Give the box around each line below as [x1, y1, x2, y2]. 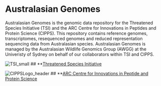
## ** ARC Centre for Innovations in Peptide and [50, 70, 149, 76]
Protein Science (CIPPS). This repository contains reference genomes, [5, 30, 148, 36]
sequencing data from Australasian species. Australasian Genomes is [5, 41, 146, 46]
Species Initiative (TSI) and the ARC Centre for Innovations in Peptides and [5, 25, 157, 31]
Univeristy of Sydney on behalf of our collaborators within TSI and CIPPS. [5, 51, 154, 57]
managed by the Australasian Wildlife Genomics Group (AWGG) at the [5, 46, 147, 52]
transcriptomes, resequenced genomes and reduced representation [5, 36, 143, 42]
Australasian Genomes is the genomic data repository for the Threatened [5, 20, 154, 26]
